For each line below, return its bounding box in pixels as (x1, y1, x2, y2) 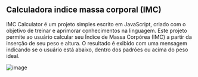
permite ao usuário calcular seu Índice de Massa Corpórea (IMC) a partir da (6, 33, 192, 41)
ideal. (6, 52, 20, 59)
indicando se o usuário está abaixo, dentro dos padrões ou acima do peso (6, 46, 188, 53)
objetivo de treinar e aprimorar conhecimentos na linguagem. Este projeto (6, 27, 187, 34)
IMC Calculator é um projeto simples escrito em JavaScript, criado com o (6, 20, 186, 27)
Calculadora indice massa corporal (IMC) (6, 5, 162, 15)
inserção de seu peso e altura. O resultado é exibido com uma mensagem (6, 39, 188, 47)
